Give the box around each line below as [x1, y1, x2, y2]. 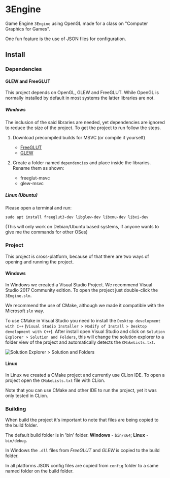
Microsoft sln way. [5, 308, 45, 314]
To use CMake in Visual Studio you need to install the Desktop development [5, 317, 161, 323]
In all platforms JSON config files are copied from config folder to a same [5, 463, 159, 469]
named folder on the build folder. [5, 468, 74, 474]
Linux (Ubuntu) [5, 192, 38, 198]
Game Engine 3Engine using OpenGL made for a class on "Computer [5, 20, 148, 26]
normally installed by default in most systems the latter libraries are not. [5, 95, 155, 101]
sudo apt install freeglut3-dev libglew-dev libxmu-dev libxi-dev [5, 215, 149, 220]
